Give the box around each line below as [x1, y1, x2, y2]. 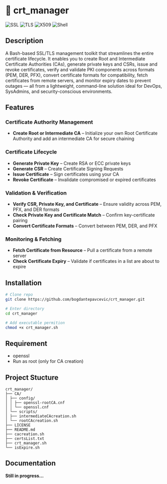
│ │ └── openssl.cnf [5, 405, 50, 410]
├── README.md [5, 427, 36, 433]
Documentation [5, 459, 56, 468]
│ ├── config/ [5, 396, 36, 401]
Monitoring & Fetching [5, 236, 62, 243]
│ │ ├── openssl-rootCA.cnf [5, 400, 65, 405]
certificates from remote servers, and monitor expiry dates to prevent [5, 77, 151, 84]
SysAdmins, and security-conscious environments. [5, 88, 112, 94]
